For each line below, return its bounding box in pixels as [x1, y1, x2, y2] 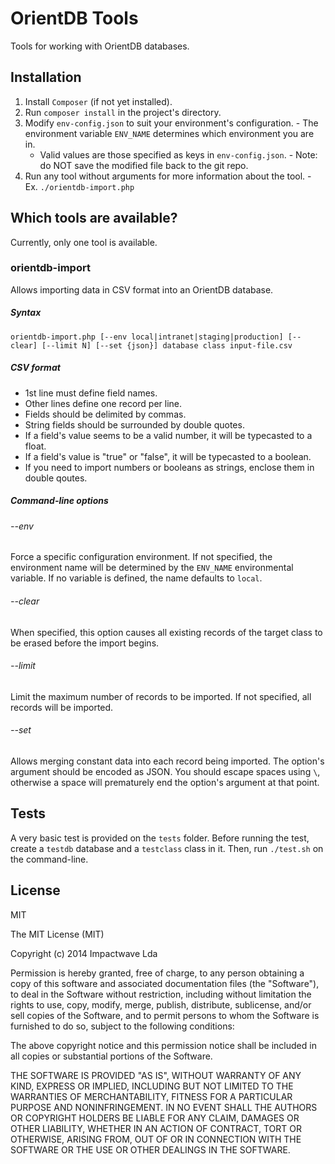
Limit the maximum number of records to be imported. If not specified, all [10, 690, 312, 702]
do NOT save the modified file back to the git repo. [39, 159, 249, 171]
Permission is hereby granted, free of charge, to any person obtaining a [10, 967, 305, 979]
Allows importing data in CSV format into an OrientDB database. [10, 283, 274, 296]
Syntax [10, 307, 42, 319]
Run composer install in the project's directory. [24, 106, 222, 118]
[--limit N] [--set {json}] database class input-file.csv [41, 340, 293, 351]
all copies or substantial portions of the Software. [10, 1050, 213, 1062]
